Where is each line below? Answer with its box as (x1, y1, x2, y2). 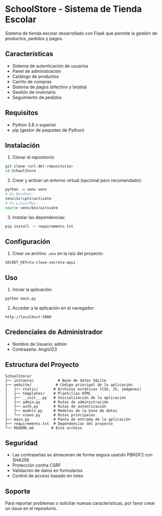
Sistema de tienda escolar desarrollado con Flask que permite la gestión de (5, 30, 158, 36)
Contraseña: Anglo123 (12, 346, 57, 352)
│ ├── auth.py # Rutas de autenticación (5, 404, 107, 409)
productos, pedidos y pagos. (5, 36, 63, 41)
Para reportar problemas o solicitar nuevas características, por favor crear (5, 500, 155, 506)
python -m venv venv (5, 187, 48, 192)
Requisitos (5, 109, 38, 117)
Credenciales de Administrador (5, 328, 103, 336)
